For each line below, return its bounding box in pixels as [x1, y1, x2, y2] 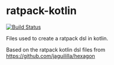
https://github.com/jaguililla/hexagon [6, 52, 95, 59]
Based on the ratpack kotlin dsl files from [6, 46, 106, 53]
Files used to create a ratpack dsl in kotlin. [6, 35, 109, 42]
